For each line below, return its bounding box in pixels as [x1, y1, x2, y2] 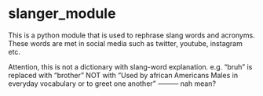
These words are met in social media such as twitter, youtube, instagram [8, 38, 243, 48]
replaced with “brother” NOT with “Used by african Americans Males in [8, 70, 238, 80]
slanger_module [8, 5, 116, 23]
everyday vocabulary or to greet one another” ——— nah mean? [8, 79, 217, 88]
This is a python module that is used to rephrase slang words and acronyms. [8, 30, 255, 40]
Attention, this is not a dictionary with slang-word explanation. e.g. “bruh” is [8, 62, 253, 71]
